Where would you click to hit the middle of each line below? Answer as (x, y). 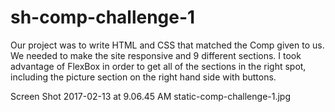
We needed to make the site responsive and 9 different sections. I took (156, 55)
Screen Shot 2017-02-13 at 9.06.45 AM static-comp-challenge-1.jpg (151, 96)
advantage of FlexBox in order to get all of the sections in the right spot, (158, 66)
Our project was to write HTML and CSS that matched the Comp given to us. (167, 45)
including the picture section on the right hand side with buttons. (143, 77)
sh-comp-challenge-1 (103, 17)
